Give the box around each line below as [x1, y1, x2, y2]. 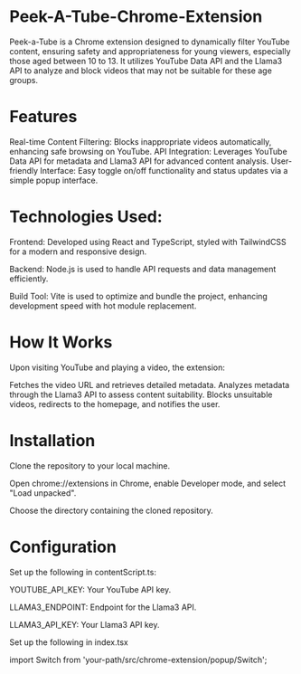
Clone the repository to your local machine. [9, 460, 171, 471]
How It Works [9, 332, 113, 352]
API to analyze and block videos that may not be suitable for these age [9, 65, 273, 76]
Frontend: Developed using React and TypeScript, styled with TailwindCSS [9, 236, 287, 247]
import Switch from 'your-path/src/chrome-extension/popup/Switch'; [9, 654, 268, 665]
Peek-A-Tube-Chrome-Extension [9, 6, 263, 27]
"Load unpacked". [9, 487, 77, 498]
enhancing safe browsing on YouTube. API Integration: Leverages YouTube [9, 146, 287, 157]
